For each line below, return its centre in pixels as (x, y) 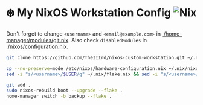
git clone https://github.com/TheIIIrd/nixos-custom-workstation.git (96, 57)
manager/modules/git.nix (37, 40)
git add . (19, 85)
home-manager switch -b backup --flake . (59, 96)
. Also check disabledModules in (108, 40)
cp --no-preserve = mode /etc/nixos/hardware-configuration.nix (86, 68)
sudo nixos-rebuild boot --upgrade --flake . (64, 91)
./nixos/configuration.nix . (37, 46)
